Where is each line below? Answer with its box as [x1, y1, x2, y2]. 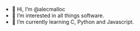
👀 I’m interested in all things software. [11, 12, 104, 19]
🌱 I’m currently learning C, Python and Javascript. [11, 18, 134, 25]
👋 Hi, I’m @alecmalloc [11, 6, 66, 13]
